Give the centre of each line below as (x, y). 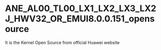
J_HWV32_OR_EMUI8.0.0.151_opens (80, 19)
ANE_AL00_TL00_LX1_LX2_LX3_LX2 (81, 8)
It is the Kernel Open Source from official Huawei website (63, 42)
